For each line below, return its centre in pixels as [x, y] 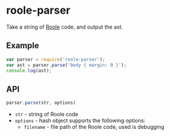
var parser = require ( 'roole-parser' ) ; [56, 59]
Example [23, 46]
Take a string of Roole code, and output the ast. [65, 27]
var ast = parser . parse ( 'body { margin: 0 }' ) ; [67, 65]
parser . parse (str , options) [41, 103]
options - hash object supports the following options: [80, 120]
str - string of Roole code [47, 115]
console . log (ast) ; [29, 70]
